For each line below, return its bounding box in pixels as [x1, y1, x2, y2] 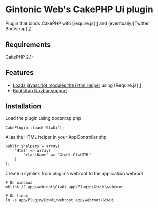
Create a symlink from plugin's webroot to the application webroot [5, 171, 143, 177]
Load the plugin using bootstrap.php [5, 115, 81, 121]
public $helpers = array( [5, 144, 60, 149]
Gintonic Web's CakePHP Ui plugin [5, 4, 153, 15]
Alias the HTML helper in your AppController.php [5, 134, 107, 140]
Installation [5, 102, 42, 110]
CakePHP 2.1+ [5, 54, 35, 60]
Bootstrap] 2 [5, 25, 31, 31]
